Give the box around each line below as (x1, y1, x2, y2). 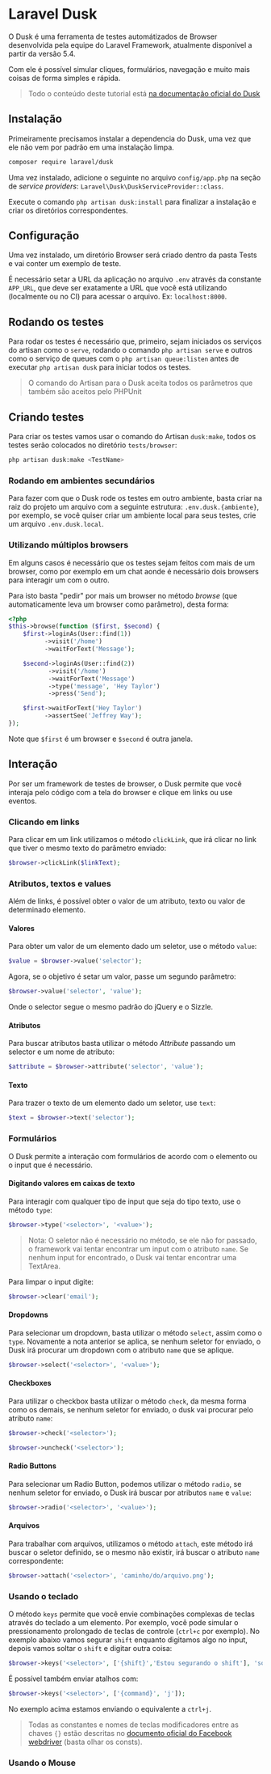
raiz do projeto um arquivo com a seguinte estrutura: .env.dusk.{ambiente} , (8, 502, 260, 512)
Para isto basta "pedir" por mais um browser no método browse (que (8, 591, 238, 600)
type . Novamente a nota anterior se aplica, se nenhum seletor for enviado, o (8, 1336, 261, 1346)
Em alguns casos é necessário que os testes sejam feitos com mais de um (8, 557, 256, 567)
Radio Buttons (8, 1461, 56, 1471)
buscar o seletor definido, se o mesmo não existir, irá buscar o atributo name (8, 1547, 260, 1557)
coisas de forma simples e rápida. (8, 73, 121, 83)
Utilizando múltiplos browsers (8, 540, 129, 551)
